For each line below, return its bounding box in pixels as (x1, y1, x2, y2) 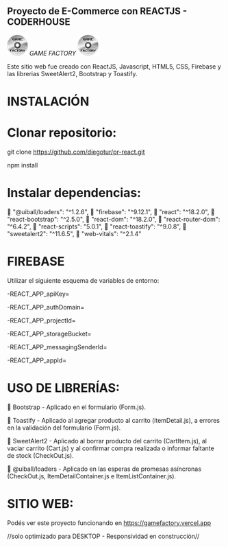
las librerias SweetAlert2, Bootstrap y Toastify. (7, 69, 138, 78)
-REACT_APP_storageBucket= (7, 329, 92, 338)
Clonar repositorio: (7, 125, 117, 141)
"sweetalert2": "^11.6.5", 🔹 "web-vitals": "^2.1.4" (7, 229, 142, 237)
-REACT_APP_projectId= (7, 316, 77, 325)
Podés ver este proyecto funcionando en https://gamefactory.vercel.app (7, 518, 212, 527)
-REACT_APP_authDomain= (7, 303, 85, 311)
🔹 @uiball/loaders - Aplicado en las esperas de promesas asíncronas (7, 465, 202, 473)
